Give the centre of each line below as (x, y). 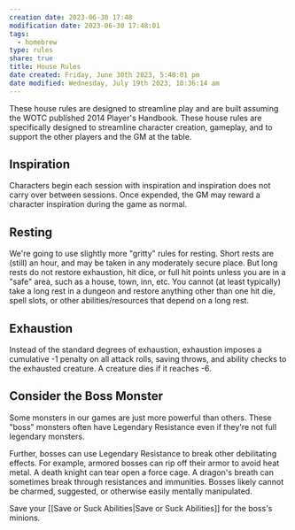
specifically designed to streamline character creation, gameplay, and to (141, 127)
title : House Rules (45, 67)
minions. (25, 518)
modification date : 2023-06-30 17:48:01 (85, 26)
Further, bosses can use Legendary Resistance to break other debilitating (143, 453)
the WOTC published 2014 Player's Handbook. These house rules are (136, 118)
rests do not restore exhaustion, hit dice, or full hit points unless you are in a (147, 273)
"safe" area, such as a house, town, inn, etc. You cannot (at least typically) (145, 282)
